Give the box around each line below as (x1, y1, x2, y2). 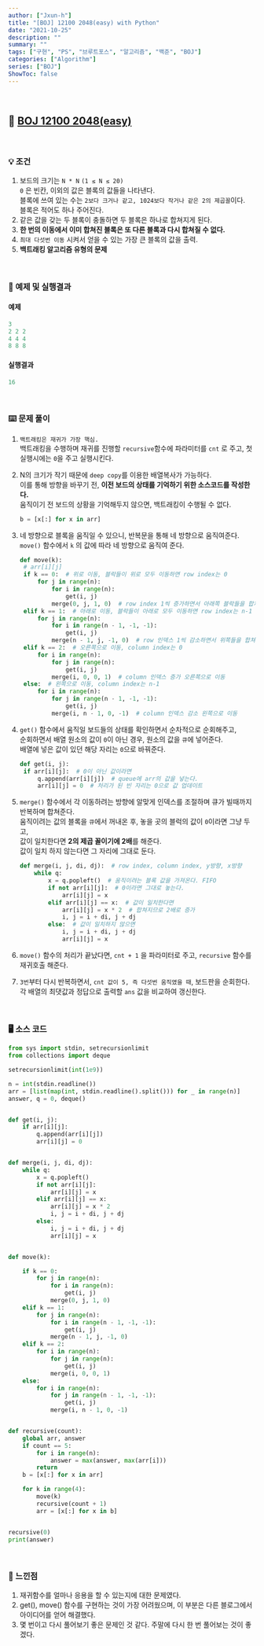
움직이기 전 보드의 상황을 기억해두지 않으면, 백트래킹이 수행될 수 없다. (19, 499, 232, 509)
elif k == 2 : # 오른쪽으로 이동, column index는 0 (23, 644, 183, 652)
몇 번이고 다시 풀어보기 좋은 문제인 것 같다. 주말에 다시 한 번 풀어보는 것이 (19, 1619, 244, 1629)
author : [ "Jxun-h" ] (8, 11, 72, 20)
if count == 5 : (22, 1442, 72, 1449)
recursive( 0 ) (8, 1528, 51, 1536)
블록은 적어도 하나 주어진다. (19, 205, 104, 215)
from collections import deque (8, 1051, 111, 1060)
